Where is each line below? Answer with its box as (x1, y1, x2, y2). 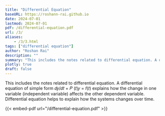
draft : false (5, 67, 32, 72)
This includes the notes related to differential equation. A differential (5, 80, 142, 86)
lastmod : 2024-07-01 (5, 21, 48, 26)
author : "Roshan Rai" (5, 48, 50, 53)
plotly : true (5, 62, 32, 67)
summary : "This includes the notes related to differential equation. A (5, 58, 157, 62)
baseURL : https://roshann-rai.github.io (5, 12, 89, 17)
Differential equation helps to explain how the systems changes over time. (5, 96, 155, 102)
